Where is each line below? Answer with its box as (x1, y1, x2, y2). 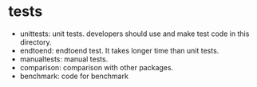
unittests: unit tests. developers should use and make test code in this (19, 29, 250, 38)
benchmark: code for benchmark (19, 71, 129, 81)
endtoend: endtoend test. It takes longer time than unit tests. (19, 45, 219, 55)
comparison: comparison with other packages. (19, 62, 174, 72)
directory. (19, 37, 52, 46)
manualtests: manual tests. (19, 54, 109, 64)
